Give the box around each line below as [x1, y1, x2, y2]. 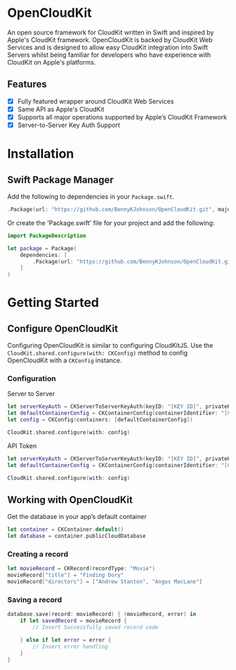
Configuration [7, 374, 56, 383]
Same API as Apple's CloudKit [17, 105, 105, 113]
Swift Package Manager [7, 173, 114, 185]
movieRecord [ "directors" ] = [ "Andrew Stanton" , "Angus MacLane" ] [7, 578, 202, 586]
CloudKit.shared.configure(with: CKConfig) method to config [7, 349, 188, 357]
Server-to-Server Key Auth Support [17, 121, 121, 129]
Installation [7, 146, 74, 162]
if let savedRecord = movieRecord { [20, 617, 128, 624]
